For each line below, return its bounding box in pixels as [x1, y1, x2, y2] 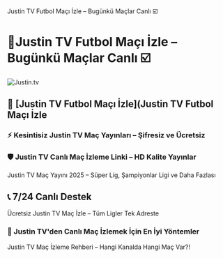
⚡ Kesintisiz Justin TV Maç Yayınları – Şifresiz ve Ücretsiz [7, 130, 206, 140]
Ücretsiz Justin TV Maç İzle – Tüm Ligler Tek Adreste [7, 209, 159, 218]
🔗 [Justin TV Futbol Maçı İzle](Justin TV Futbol [7, 98, 214, 110]
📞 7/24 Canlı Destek [7, 190, 92, 202]
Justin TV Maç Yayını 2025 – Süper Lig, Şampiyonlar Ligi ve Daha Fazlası [7, 171, 216, 179]
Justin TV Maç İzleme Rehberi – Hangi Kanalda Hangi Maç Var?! [7, 243, 190, 251]
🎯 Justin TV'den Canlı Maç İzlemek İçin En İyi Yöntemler [7, 227, 200, 236]
